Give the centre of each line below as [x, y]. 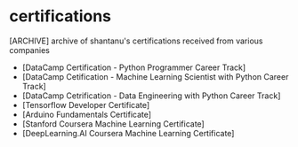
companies [30, 50]
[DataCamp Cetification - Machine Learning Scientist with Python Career [155, 76]
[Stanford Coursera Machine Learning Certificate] [113, 124]
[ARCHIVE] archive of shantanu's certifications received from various [136, 41]
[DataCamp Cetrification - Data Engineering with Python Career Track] [151, 96]
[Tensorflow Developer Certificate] [86, 104]
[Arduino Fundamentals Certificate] [87, 114]
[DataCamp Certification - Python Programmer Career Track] [134, 67]
